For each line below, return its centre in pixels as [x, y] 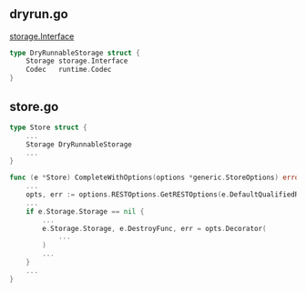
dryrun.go [39, 14]
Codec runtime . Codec [69, 70]
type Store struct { [49, 127]
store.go [34, 106]
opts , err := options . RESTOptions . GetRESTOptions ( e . [128, 195]
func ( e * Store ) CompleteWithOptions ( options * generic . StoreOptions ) [144, 178]
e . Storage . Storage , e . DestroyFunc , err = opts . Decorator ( [154, 228]
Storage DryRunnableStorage [79, 144]
